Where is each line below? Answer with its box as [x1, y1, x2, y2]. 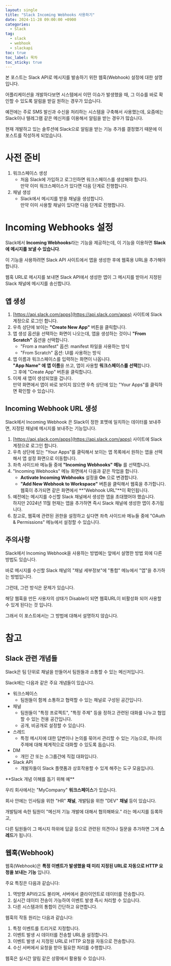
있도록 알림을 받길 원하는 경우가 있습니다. [20, 98, 102, 104]
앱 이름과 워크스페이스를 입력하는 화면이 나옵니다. [12, 356, 111, 362]
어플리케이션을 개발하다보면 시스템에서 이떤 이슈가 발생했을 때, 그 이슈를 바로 [5, 91, 158, 98]
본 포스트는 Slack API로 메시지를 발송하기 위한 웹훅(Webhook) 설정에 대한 [5, 75, 153, 81]
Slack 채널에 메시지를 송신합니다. [5, 280, 71, 286]
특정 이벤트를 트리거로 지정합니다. [12, 925, 80, 932]
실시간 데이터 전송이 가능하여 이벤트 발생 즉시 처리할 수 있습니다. [12, 897, 141, 904]
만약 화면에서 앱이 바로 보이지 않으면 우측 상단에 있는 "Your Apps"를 [12, 381, 149, 388]
